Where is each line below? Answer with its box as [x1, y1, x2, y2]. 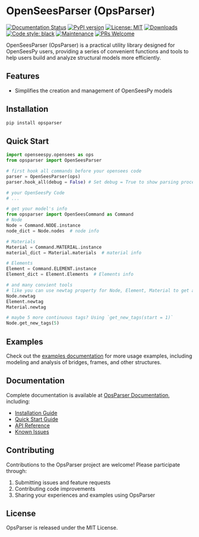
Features [6, 71, 40, 81]
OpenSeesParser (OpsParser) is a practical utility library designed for [6, 41, 175, 49]
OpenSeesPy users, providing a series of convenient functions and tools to [6, 47, 189, 54]
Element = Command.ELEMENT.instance [6, 266, 97, 272]
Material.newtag [6, 304, 46, 310]
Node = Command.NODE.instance [6, 223, 81, 229]
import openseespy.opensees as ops [6, 152, 94, 158]
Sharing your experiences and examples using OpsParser [14, 491, 156, 499]
